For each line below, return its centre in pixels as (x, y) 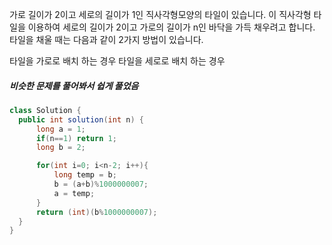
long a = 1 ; (60, 129)
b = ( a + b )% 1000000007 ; (101, 184)
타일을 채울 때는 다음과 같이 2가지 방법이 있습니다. (106, 39)
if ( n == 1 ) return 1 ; (76, 138)
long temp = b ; (85, 175)
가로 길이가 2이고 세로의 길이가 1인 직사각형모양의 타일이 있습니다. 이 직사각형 (160, 14)
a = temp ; (74, 193)
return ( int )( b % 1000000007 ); (96, 212)
